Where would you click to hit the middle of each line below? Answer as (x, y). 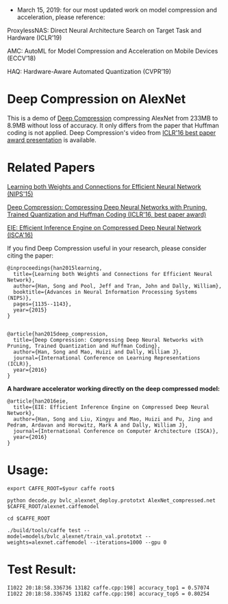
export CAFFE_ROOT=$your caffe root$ (61, 488)
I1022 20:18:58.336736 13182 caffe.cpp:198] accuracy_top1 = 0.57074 (109, 588)
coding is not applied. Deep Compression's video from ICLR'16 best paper (112, 132)
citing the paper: (30, 255)
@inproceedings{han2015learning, (55, 268)
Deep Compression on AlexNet (97, 99)
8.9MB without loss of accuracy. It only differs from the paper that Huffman (113, 125)
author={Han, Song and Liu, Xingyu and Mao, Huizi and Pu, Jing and (113, 419)
